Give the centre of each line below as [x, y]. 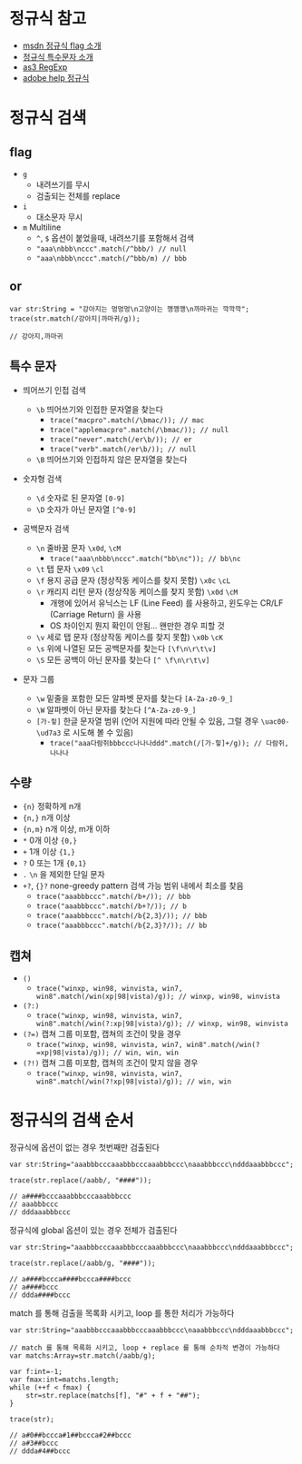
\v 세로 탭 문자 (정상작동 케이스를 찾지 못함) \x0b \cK [130, 637]
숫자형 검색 [42, 479]
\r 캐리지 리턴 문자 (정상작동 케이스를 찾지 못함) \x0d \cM [137, 591]
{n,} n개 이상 [46, 817]
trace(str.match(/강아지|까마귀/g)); [75, 319]
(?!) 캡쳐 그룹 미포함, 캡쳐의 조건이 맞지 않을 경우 [110, 1063]
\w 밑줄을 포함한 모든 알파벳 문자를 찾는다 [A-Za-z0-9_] [135, 698]
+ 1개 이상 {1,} [49, 852]
